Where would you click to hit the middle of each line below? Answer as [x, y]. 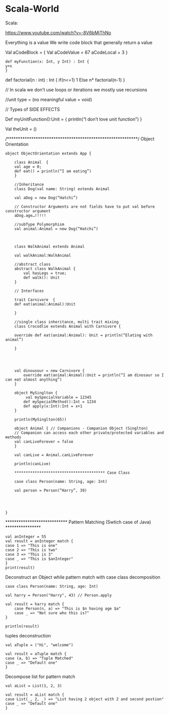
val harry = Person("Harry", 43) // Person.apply [59, 595]
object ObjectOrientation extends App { [49, 153]
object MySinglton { [36, 393]
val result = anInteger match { [39, 541]
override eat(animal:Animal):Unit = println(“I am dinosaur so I [94, 375]
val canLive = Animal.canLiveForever [54, 455]
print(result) [20, 568]
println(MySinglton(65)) [40, 419]
